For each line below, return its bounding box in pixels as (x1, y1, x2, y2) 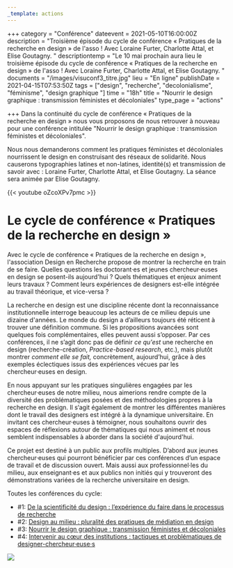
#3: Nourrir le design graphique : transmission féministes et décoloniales (17, 525, 226, 533)
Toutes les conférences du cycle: (7, 489, 102, 498)
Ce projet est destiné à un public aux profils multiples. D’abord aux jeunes (7, 446, 218, 455)
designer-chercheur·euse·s (17, 539, 95, 548)
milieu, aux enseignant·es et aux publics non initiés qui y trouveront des (7, 468, 212, 477)
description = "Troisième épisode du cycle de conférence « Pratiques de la (7, 36, 222, 45)
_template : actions (7, 10, 64, 17)
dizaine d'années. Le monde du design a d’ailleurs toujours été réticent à (7, 315, 216, 324)
